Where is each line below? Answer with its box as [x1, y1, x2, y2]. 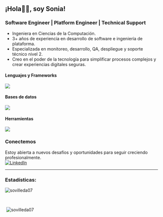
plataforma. [12, 41, 35, 47]
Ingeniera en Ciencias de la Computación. [12, 30, 96, 36]
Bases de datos [5, 94, 37, 100]
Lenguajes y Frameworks [5, 72, 57, 78]
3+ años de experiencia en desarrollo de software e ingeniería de [12, 35, 143, 41]
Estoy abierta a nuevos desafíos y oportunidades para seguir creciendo [5, 149, 148, 155]
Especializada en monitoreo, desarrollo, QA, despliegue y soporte [12, 46, 143, 51]
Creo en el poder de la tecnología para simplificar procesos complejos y [12, 56, 156, 62]
